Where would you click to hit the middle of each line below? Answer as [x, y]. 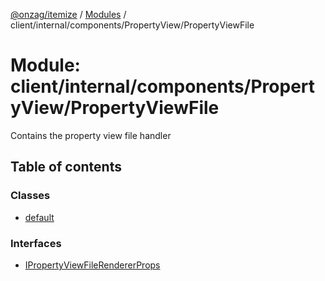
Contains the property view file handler [91, 135]
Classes [30, 196]
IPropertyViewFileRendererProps [92, 265]
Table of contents [66, 167]
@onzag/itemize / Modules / [68, 14]
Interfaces [36, 243]
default [39, 217]
